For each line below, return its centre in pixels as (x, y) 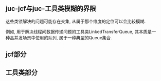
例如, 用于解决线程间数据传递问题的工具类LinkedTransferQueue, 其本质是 (79, 32)
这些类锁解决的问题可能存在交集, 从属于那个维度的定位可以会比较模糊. (76, 21)
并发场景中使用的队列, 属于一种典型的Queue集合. (63, 37)
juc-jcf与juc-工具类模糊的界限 (51, 9)
